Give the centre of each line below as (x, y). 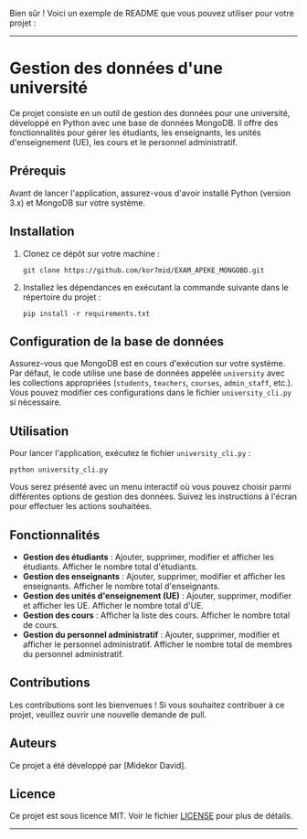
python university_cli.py (58, 470)
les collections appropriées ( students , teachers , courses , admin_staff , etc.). (151, 383)
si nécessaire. (36, 402)
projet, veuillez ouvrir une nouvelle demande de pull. (108, 714)
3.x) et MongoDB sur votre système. (78, 202)
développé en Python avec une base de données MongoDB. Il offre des (144, 122)
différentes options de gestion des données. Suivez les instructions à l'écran (153, 496)
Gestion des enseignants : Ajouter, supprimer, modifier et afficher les (154, 576)
